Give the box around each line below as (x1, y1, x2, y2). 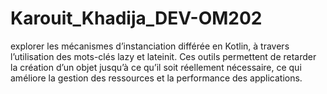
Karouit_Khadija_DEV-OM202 (10, 7, 263, 30)
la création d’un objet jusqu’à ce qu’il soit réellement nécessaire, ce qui (10, 61, 302, 73)
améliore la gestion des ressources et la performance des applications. (10, 72, 303, 84)
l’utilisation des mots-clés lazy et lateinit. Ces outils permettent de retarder (10, 50, 317, 62)
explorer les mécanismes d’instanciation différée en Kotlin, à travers (10, 40, 290, 52)
